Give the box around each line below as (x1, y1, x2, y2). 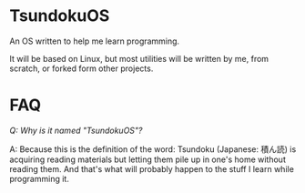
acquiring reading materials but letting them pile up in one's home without (9, 154, 287, 165)
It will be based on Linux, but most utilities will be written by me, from (9, 53, 269, 64)
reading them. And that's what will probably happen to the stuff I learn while (9, 163, 294, 174)
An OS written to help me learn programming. (9, 36, 180, 46)
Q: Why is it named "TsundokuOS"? (9, 125, 143, 136)
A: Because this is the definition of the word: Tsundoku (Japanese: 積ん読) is (9, 143, 297, 155)
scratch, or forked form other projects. (9, 63, 154, 74)
